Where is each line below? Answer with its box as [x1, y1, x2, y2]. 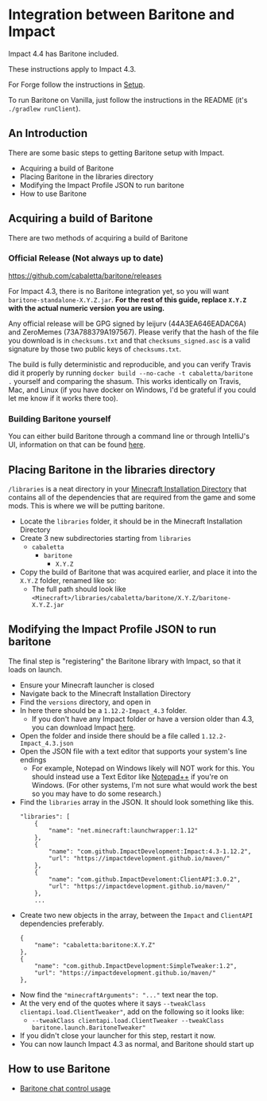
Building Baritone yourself [8, 413, 111, 424]
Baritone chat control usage [19, 1083, 111, 1093]
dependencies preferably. [19, 919, 105, 928]
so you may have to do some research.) [31, 789, 161, 798]
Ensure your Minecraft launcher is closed [19, 680, 155, 690]
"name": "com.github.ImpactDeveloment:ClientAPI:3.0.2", [48, 875, 241, 884]
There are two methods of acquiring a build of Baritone [8, 233, 188, 242]
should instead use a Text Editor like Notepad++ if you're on [31, 771, 229, 782]
